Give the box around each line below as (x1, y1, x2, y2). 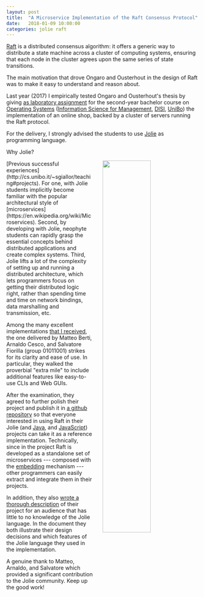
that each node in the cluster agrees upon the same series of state (6, 56, 174, 63)
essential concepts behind (6, 238, 73, 245)
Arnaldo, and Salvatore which (6, 564, 81, 571)
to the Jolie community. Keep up (6, 577, 88, 585)
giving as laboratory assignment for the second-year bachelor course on (6, 99, 189, 106)
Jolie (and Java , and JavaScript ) (6, 424, 88, 431)
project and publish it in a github (6, 404, 87, 412)
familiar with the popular (6, 193, 68, 200)
